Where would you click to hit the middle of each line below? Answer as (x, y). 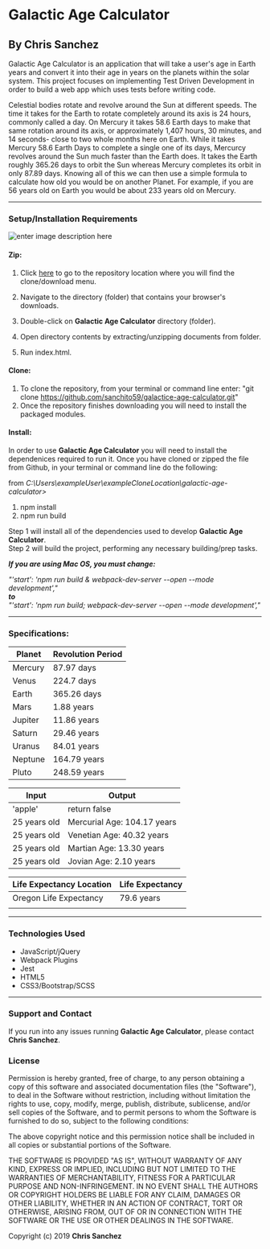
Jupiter (26, 720)
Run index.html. (46, 352)
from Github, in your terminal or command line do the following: (113, 467)
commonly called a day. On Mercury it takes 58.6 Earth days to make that (129, 122)
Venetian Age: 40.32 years (118, 836)
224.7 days (74, 681)
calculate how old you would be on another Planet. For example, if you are (131, 182)
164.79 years (78, 759)
